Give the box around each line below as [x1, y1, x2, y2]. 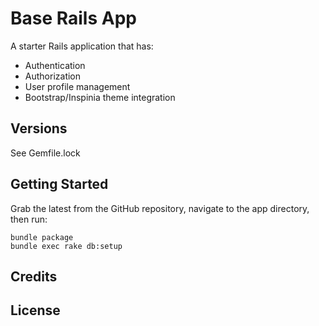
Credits [10, 268, 58, 285]
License [10, 302, 61, 319]
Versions [10, 120, 68, 137]
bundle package [10, 232, 74, 242]
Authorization [24, 70, 82, 82]
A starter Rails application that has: [10, 40, 154, 52]
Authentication [24, 59, 86, 71]
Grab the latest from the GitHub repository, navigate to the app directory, [10, 202, 310, 214]
